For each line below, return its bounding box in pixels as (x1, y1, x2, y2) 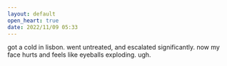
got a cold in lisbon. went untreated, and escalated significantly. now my (7, 43, 220, 52)
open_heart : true (7, 17, 59, 24)
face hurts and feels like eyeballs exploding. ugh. (7, 50, 151, 59)
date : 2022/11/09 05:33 (7, 23, 79, 31)
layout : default (7, 10, 56, 18)
